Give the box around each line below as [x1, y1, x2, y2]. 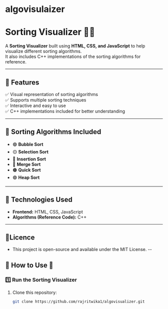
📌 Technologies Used [5, 195, 72, 204]
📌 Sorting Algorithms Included [5, 127, 101, 136]
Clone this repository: [12, 289, 57, 295]
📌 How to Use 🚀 [5, 261, 53, 269]
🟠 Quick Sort [12, 166, 41, 173]
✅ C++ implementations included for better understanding [5, 108, 125, 114]
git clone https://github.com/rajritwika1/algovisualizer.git [12, 299, 145, 304]
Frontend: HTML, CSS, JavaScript [12, 208, 83, 214]
